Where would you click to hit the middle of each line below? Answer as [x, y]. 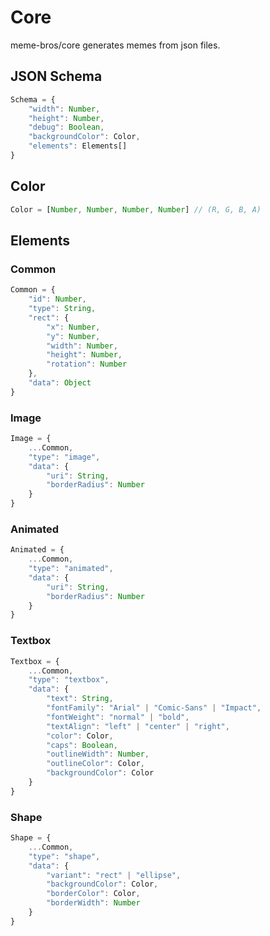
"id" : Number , [57, 299]
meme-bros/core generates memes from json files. [115, 45]
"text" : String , [80, 699]
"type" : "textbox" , [69, 680]
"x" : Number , [73, 327]
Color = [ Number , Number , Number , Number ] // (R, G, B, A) [136, 209]
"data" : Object [60, 383]
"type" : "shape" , [64, 856]
